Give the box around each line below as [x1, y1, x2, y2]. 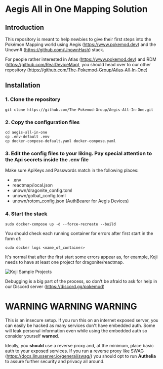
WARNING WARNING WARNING [5, 301, 137, 312]
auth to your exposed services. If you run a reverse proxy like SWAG [5, 348, 144, 354]
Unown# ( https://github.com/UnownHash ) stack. [5, 47, 105, 52]
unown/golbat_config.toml [12, 193, 66, 199]
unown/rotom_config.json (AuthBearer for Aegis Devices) [12, 198, 129, 204]
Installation [5, 81, 41, 90]
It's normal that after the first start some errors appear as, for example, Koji [5, 254, 158, 260]
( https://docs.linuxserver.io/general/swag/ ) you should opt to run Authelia [5, 353, 156, 359]
